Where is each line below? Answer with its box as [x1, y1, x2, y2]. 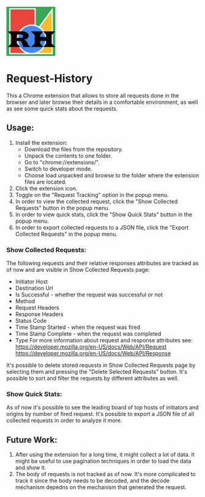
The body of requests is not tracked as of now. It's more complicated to [15, 471, 196, 478]
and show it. [15, 464, 47, 471]
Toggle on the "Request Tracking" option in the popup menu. [15, 191, 169, 198]
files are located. [24, 178, 67, 185]
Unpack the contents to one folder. [24, 152, 113, 160]
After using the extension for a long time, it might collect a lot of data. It [15, 451, 195, 458]
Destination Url [15, 285, 53, 292]
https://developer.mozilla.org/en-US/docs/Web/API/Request [15, 343, 167, 350]
